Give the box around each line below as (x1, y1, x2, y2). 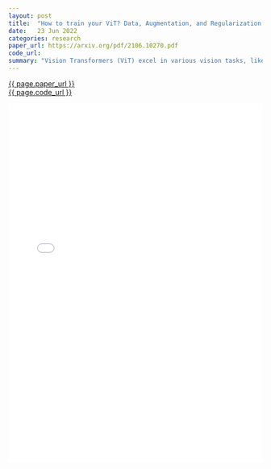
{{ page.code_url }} (8, 87, 73, 97)
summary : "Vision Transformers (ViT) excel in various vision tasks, (8, 57, 248, 65)
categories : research (8, 34, 81, 43)
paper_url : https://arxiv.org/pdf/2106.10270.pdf (8, 42, 179, 50)
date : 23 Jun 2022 (8, 27, 78, 35)
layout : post (8, 11, 52, 20)
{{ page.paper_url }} (8, 78, 75, 89)
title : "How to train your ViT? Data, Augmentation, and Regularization (8, 19, 262, 27)
